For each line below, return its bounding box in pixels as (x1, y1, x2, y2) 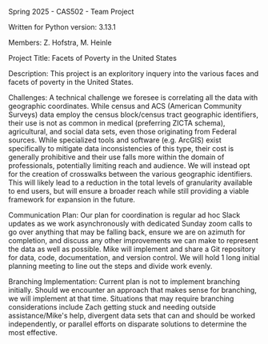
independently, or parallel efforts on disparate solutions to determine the (8, 319, 247, 329)
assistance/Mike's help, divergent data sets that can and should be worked (8, 311, 256, 320)
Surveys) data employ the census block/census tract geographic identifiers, (8, 110, 258, 119)
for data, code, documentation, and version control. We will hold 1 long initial (8, 253, 260, 262)
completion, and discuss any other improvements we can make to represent (8, 236, 258, 245)
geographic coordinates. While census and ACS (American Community (8, 102, 242, 110)
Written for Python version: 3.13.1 (8, 22, 116, 31)
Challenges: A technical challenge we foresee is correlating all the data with (8, 93, 258, 102)
